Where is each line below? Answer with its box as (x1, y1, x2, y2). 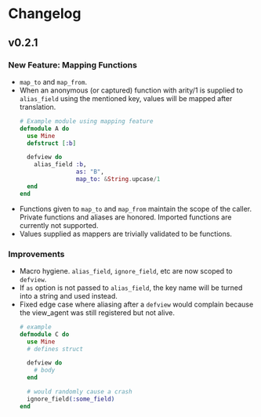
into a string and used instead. (19, 291, 118, 300)
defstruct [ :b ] (27, 139, 77, 147)
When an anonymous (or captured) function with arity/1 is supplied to (19, 85, 243, 95)
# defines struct (27, 345, 84, 353)
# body (34, 366, 56, 375)
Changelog (8, 5, 82, 23)
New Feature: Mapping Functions (8, 60, 137, 71)
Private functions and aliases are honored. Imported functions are (19, 212, 232, 222)
